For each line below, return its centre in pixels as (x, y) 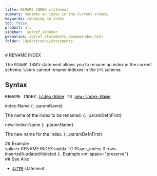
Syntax (16, 85)
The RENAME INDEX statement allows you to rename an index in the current (78, 64)
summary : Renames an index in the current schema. (58, 14)
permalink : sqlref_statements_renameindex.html (54, 37)
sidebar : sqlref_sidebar (31, 32)
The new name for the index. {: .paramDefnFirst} (54, 134)
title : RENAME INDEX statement (37, 9)
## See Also (17, 159)
